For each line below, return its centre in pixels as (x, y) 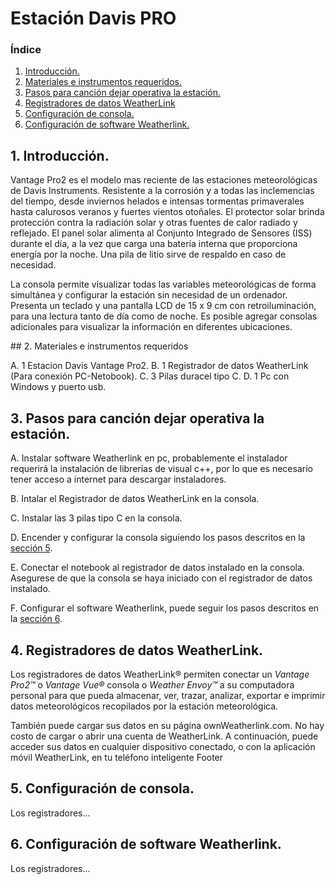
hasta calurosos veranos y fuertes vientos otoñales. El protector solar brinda (167, 212)
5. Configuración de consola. (102, 788)
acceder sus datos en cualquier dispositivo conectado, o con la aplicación (163, 746)
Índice (26, 50)
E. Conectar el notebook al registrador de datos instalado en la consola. (157, 568)
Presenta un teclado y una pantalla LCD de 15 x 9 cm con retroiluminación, (163, 306)
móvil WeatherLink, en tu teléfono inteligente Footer (117, 757)
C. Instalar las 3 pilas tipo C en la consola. (96, 518)
